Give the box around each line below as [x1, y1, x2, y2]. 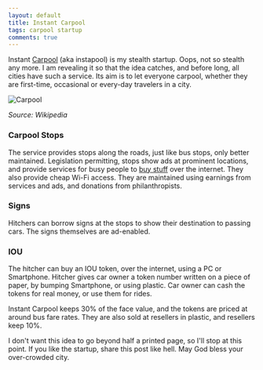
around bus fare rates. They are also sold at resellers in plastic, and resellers [8, 313, 255, 322]
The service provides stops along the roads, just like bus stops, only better [8, 147, 250, 157]
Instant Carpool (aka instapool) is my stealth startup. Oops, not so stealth [8, 55, 245, 64]
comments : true [8, 33, 58, 42]
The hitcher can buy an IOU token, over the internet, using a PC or [8, 264, 222, 274]
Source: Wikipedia [8, 111, 68, 120]
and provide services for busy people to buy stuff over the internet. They [8, 164, 244, 173]
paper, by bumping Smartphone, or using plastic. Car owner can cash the [8, 281, 246, 290]
